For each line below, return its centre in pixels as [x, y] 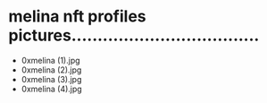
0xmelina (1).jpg [51, 60]
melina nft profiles [77, 17]
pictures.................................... [134, 35]
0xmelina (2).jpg [51, 70]
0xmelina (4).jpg [51, 89]
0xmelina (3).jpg [51, 79]
